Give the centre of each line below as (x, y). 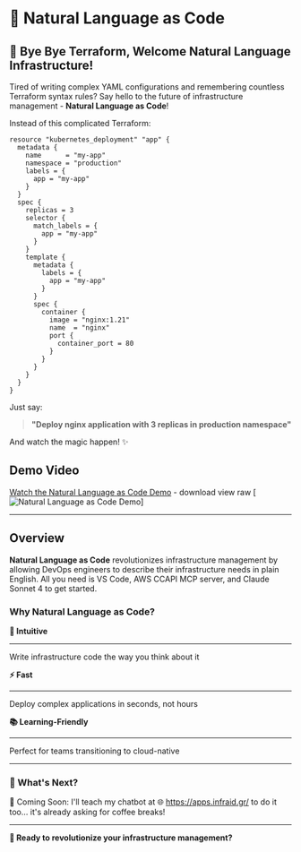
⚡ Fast (21, 675)
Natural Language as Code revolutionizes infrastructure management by (144, 560)
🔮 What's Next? (44, 782)
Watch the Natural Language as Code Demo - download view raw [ (133, 492)
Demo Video (44, 471)
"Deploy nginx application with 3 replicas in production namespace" (161, 424)
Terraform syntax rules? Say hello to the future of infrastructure (126, 96)
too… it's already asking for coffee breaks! (87, 812)
